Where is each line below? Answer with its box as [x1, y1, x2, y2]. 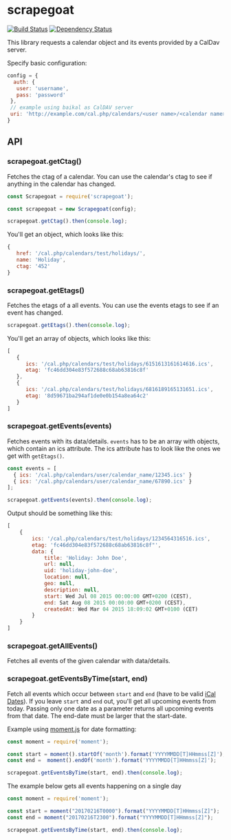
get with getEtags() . [7, 452, 65, 460]
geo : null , [43, 580, 76, 587]
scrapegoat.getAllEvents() [7, 641, 98, 651]
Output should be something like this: [7, 509, 113, 518]
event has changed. [7, 308, 63, 317]
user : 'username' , [16, 85, 69, 92]
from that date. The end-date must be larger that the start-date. [7, 711, 187, 720]
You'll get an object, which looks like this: [7, 230, 124, 239]
